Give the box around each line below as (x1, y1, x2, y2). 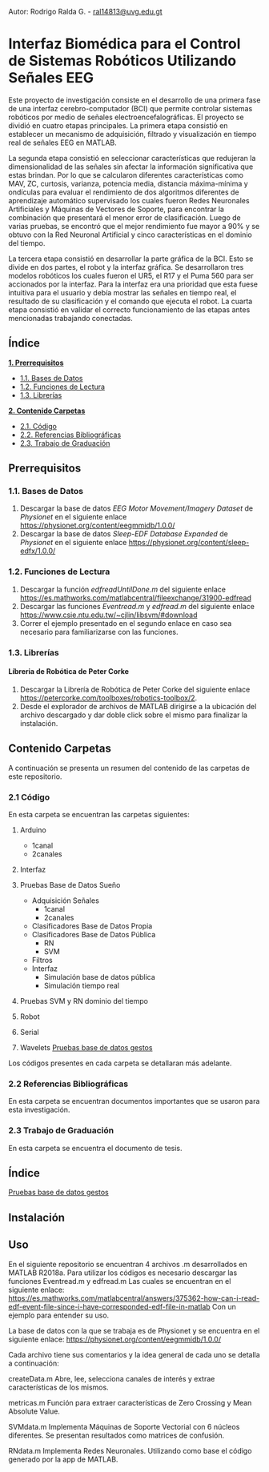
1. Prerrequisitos (8, 358, 64, 367)
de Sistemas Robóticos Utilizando (8, 52, 237, 70)
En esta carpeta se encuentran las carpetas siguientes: (8, 809, 190, 819)
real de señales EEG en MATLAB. (8, 138, 118, 147)
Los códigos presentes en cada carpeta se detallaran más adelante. (8, 1058, 232, 1068)
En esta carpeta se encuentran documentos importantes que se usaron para (8, 1097, 260, 1106)
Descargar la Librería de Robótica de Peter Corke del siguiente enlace (19, 684, 251, 694)
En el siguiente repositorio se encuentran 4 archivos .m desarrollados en (8, 1259, 247, 1269)
